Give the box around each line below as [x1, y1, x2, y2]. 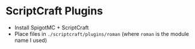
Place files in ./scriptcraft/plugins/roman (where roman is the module [14, 30, 190, 37]
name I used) [14, 36, 48, 44]
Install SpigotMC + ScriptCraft [14, 24, 89, 31]
